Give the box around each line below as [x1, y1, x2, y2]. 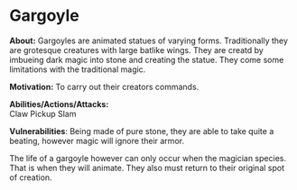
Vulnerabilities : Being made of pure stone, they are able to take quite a [9, 125, 274, 136]
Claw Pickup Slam [9, 108, 77, 119]
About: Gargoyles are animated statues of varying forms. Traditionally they [9, 35, 289, 46]
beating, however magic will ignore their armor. [9, 135, 185, 146]
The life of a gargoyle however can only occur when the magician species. [9, 152, 287, 163]
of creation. [9, 172, 52, 183]
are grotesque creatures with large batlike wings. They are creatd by [9, 44, 264, 55]
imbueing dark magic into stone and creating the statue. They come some [9, 54, 284, 65]
